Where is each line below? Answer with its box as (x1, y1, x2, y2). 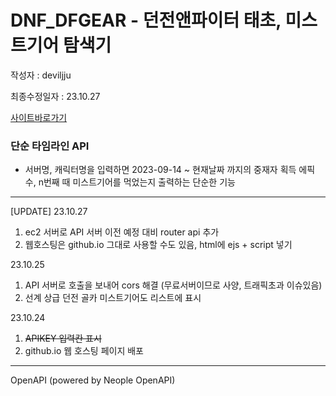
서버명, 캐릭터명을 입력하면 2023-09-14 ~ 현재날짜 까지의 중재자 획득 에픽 (24, 164, 316, 176)
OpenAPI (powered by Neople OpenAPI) (10, 374, 176, 386)
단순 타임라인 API (10, 139, 90, 153)
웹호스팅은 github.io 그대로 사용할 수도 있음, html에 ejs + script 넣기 (24, 239, 293, 251)
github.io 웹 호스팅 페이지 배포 (24, 345, 144, 357)
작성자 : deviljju (10, 69, 72, 81)
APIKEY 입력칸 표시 (24, 332, 102, 345)
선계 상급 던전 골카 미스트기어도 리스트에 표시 (24, 292, 202, 304)
